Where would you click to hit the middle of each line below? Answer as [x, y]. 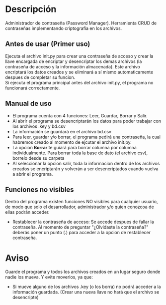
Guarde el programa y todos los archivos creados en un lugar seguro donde [83, 272]
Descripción [31, 9]
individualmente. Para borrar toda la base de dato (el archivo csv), [80, 153]
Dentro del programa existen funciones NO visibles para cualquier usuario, [82, 202]
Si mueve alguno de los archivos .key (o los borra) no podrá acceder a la [86, 287]
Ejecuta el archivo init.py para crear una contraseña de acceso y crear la [79, 56]
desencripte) [25, 298]
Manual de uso [29, 104]
